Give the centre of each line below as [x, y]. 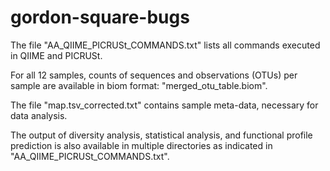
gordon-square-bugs [100, 17]
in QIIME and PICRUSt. [56, 55]
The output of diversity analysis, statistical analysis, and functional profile [161, 135]
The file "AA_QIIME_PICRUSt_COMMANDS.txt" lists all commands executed [165, 45]
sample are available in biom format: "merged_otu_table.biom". [139, 85]
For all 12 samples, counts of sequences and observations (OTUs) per [154, 75]
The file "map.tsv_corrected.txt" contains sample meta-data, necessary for [164, 105]
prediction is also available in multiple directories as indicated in [141, 145]
